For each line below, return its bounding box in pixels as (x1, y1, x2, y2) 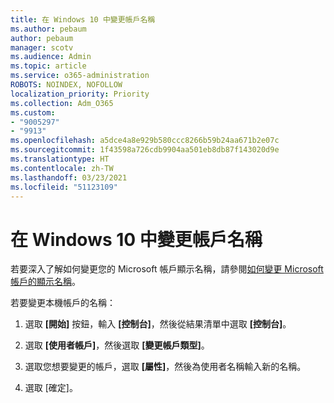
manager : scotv (10, 42, 74, 53)
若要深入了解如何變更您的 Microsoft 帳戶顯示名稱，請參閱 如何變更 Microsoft (10, 263, 324, 275)
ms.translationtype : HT (10, 154, 110, 164)
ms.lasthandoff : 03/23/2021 (10, 172, 128, 183)
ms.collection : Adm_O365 (10, 98, 114, 108)
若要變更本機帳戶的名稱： (10, 297, 116, 309)
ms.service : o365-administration (10, 71, 150, 81)
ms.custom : (10, 107, 56, 118)
